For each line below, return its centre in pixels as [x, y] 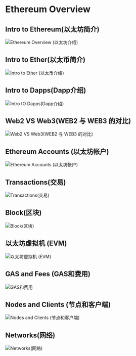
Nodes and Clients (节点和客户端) [58, 304]
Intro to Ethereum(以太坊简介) [52, 29]
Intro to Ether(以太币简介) [46, 60]
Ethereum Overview [48, 9]
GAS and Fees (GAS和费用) [48, 274]
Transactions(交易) [36, 182]
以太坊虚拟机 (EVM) [36, 243]
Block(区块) [24, 213]
